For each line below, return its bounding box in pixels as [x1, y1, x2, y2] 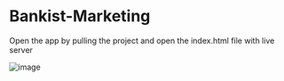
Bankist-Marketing [9, 6, 151, 26]
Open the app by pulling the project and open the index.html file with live [9, 35, 275, 46]
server [9, 44, 34, 55]
